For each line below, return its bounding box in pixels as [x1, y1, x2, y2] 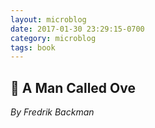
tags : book [10, 42, 56, 53]
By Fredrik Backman [10, 106, 95, 118]
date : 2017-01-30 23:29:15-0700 [10, 24, 145, 34]
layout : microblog [10, 14, 87, 25]
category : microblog [10, 33, 97, 43]
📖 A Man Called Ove [10, 79, 136, 96]
